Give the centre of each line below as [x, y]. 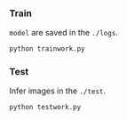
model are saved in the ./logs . [63, 33]
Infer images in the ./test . [58, 91]
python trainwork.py [48, 49]
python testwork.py [45, 108]
